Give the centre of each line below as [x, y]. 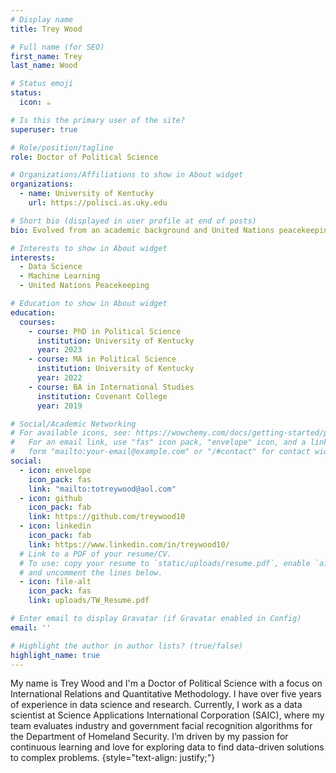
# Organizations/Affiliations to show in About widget [127, 175]
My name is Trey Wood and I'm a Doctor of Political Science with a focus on [166, 683]
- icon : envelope [55, 470]
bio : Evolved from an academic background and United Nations [142, 230]
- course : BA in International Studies [111, 387]
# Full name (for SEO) [57, 47]
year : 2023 [59, 350]
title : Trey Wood [46, 29]
